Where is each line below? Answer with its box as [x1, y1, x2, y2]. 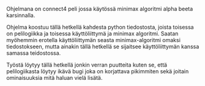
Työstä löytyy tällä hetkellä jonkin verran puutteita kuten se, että [6, 61, 167, 68]
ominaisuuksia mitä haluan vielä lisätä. [6, 74, 103, 81]
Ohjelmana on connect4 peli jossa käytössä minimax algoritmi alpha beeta [6, 5, 193, 12]
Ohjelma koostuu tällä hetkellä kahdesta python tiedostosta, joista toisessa [6, 24, 194, 30]
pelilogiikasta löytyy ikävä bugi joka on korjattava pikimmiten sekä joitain [6, 68, 189, 75]
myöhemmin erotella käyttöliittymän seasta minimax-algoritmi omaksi [6, 37, 181, 43]
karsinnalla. [6, 12, 35, 19]
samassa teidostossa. [6, 49, 61, 57]
